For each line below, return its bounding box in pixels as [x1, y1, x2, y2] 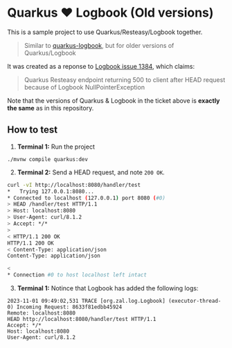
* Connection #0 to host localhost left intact [7, 272, 148, 279]
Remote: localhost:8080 [7, 310, 76, 317]
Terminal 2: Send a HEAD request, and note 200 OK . [17, 168, 165, 176]
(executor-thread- [168, 297, 222, 304]
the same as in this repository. [7, 103, 94, 112]
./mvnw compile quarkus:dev [7, 156, 89, 163]
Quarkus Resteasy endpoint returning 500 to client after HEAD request [24, 75, 226, 84]
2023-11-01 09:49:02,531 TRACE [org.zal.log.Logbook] [7, 297, 166, 304]
